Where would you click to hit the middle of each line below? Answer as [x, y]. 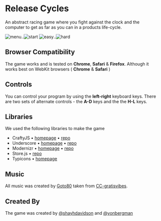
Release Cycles [37, 9]
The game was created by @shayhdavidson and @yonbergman [69, 213]
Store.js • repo [27, 154]
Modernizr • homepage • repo [43, 148]
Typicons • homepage [35, 159]
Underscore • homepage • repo [44, 143]
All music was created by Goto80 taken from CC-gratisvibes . [67, 186]
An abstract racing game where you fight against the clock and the [72, 22]
